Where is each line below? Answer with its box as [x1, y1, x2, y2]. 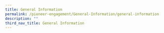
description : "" [5, 16, 38, 21]
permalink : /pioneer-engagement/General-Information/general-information [5, 12, 160, 16]
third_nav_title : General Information [5, 20, 84, 26]
